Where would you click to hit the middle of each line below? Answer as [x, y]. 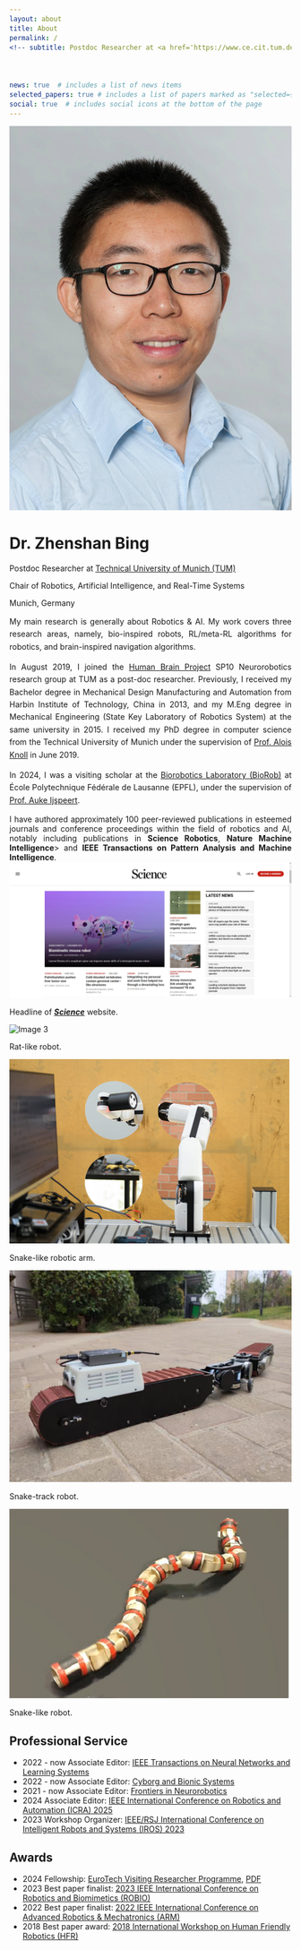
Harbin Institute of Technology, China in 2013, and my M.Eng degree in [150, 704]
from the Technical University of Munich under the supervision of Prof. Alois [150, 742]
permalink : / [34, 38]
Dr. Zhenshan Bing [79, 543]
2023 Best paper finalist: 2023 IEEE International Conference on [141, 1888]
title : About [34, 28]
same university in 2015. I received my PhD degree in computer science [150, 729]
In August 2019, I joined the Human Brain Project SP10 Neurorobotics [150, 667]
